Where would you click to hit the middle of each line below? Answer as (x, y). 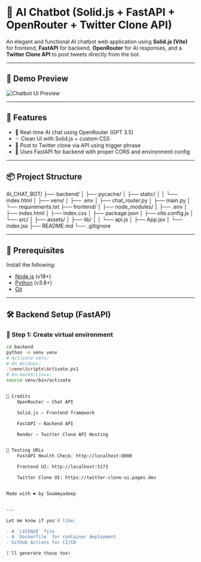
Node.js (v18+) (33, 277)
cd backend (20, 347)
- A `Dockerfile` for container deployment (61, 537)
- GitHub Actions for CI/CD (41, 543)
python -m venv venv (32, 352)
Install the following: (31, 265)
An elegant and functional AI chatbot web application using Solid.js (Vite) (97, 41)
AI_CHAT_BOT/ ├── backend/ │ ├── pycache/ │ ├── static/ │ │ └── (92, 194)
